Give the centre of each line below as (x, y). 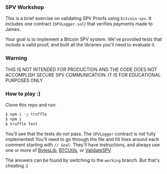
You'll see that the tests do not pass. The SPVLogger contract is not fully (80, 134)
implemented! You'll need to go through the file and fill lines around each (82, 139)
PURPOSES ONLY (24, 80)
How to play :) (23, 94)
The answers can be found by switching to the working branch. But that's (83, 160)
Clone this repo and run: (31, 105)
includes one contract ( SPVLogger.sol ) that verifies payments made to (79, 24)
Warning (16, 58)
